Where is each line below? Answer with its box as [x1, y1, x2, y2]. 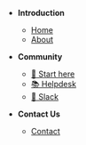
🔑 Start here [30, 68, 75, 79]
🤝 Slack [30, 92, 59, 101]
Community [17, 52, 63, 61]
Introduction [17, 8, 65, 18]
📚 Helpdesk [30, 79, 77, 89]
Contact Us [17, 109, 60, 119]
